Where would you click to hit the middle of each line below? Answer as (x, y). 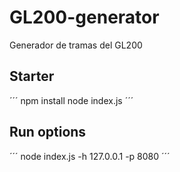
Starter (32, 76)
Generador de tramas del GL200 (76, 45)
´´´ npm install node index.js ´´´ (71, 100)
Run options (48, 132)
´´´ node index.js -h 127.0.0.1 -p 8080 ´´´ (90, 156)
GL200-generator (84, 17)
